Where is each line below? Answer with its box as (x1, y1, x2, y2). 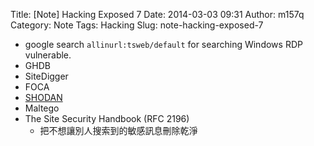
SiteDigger (24, 70, 69, 82)
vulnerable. (24, 49, 72, 61)
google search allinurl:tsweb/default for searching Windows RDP (24, 39, 303, 50)
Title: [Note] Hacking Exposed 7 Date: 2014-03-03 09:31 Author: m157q (10, 9, 305, 20)
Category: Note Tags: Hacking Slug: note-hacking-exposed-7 (10, 19, 264, 31)
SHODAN (24, 92, 63, 103)
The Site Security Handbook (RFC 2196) (24, 113, 190, 124)
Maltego (24, 102, 60, 114)
